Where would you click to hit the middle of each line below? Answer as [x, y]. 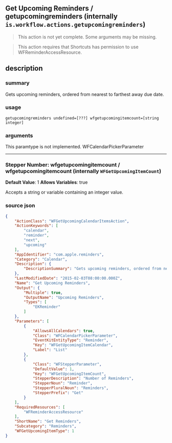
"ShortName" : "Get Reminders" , [48, 421]
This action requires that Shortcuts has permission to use [78, 47]
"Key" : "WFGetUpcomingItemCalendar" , [73, 345]
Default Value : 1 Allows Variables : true [47, 182]
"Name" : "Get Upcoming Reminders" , [52, 283]
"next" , [32, 240]
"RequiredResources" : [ [40, 407]
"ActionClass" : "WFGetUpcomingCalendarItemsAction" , [72, 221]
